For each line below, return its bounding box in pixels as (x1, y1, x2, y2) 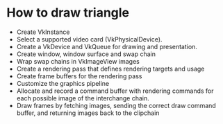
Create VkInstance (16, 28, 70, 36)
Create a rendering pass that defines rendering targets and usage (16, 64, 205, 73)
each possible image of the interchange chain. (16, 94, 150, 102)
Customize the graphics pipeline (16, 79, 109, 87)
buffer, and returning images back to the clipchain (16, 109, 160, 117)
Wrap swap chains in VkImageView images (16, 57, 140, 65)
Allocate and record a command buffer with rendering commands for (16, 87, 214, 95)
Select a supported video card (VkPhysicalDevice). (16, 35, 163, 43)
